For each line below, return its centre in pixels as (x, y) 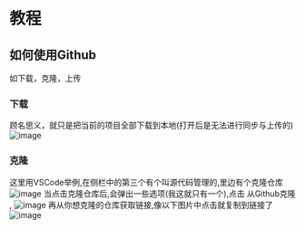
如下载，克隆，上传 (45, 78)
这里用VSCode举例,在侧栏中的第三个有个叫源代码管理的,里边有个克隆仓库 (147, 182)
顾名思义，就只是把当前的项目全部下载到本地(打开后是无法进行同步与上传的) (152, 125)
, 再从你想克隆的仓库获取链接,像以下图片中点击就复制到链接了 (142, 205)
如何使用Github (53, 55)
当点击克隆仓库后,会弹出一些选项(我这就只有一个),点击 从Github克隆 (170, 193)
